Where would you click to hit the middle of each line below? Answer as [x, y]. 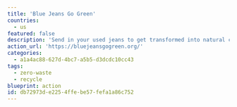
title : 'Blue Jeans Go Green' [52, 14]
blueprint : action [34, 86]
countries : [23, 20]
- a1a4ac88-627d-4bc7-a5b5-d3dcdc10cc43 [74, 60]
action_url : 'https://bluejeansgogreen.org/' [75, 46]
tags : [15, 66]
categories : [25, 53]
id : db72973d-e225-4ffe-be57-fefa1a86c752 [71, 92]
